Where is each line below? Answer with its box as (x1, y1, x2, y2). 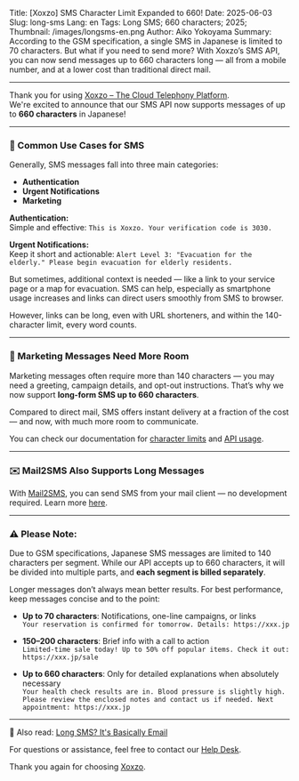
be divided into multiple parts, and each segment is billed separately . (9, 567, 266, 577)
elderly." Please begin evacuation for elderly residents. (9, 258, 233, 268)
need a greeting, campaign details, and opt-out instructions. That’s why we (9, 380, 285, 390)
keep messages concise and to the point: (9, 593, 160, 604)
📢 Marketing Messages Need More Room (9, 350, 190, 363)
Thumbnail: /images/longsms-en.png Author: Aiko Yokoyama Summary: (9, 27, 272, 36)
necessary (21, 678, 61, 688)
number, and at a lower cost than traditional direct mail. (9, 64, 212, 75)
